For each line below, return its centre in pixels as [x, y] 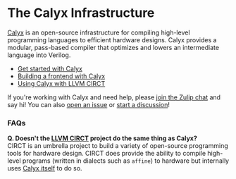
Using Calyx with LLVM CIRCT [61, 83]
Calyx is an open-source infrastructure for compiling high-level [99, 32]
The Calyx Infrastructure [81, 13]
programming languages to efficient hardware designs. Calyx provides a [112, 39]
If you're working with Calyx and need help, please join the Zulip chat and [114, 97]
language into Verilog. [39, 55]
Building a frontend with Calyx [61, 76]
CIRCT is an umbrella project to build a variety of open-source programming [118, 146]
